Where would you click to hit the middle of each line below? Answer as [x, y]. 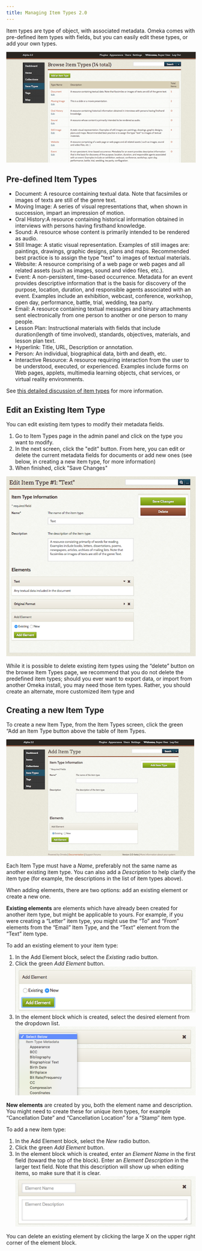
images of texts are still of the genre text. [66, 200]
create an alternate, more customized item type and [70, 691]
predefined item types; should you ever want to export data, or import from [99, 678]
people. [24, 321]
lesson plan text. [35, 341]
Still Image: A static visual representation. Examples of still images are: [102, 245]
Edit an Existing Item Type [56, 410]
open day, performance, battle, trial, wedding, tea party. [84, 303]
